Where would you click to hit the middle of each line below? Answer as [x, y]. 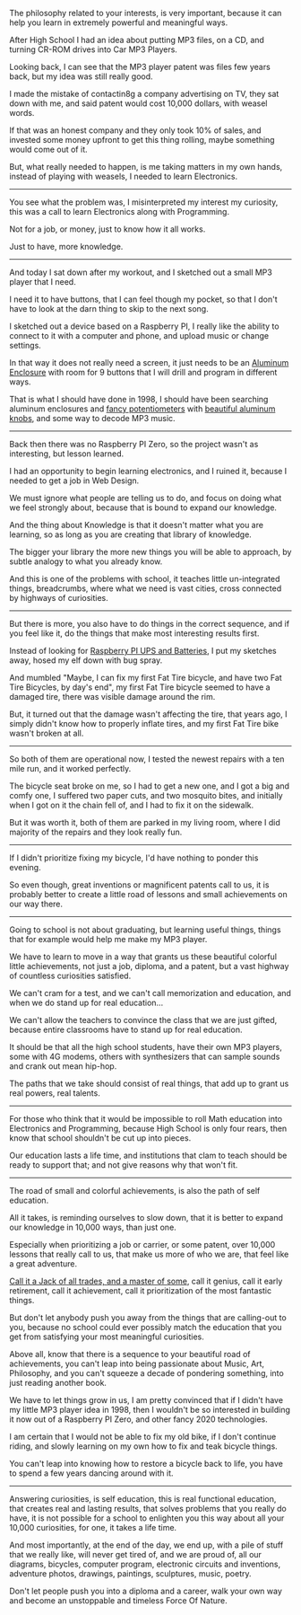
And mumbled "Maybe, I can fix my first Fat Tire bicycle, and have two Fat [146, 678]
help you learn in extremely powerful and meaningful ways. [119, 22]
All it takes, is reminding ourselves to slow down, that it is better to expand [146, 1218]
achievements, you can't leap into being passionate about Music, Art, [137, 1363]
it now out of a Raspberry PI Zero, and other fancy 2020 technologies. [138, 1419]
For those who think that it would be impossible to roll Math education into [146, 1119]
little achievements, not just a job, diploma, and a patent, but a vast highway [149, 966]
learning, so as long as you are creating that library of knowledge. [131, 534]
